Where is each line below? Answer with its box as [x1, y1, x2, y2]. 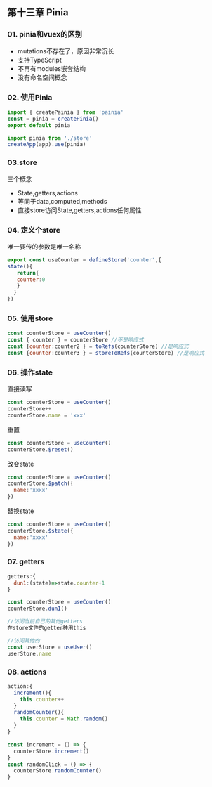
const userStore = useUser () [7, 644, 93, 651]
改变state [7, 460, 34, 468]
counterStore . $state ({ [7, 527, 74, 534]
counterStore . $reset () [7, 445, 74, 453]
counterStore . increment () [13, 748, 90, 755]
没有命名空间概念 [17, 73, 67, 82]
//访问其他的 [7, 637, 40, 644]
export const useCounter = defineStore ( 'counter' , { [7, 256, 161, 264]
